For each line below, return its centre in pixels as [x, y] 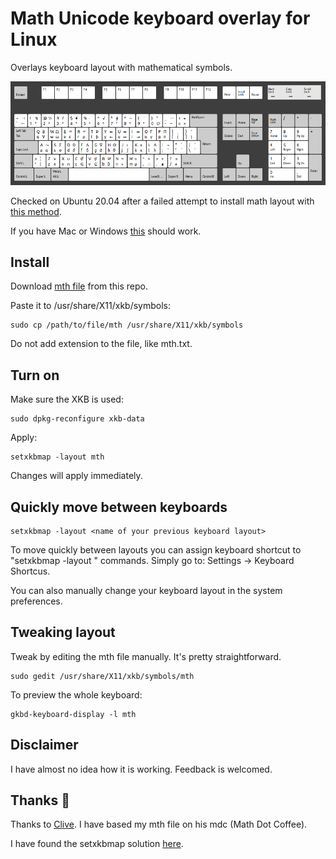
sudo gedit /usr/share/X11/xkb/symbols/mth [102, 676]
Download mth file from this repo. [79, 286]
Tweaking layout [63, 632]
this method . [36, 211]
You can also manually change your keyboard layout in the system [146, 590]
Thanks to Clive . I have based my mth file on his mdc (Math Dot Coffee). [159, 824]
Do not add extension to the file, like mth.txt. [101, 344]
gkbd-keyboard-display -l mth [73, 714]
